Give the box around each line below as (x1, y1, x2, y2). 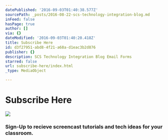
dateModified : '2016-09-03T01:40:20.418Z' (5, 36, 96, 41)
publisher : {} (5, 49, 35, 54)
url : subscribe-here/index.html (5, 63, 73, 68)
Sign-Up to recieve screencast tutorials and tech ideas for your (5, 123, 163, 130)
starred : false (5, 59, 37, 64)
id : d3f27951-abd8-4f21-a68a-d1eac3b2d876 (5, 45, 96, 50)
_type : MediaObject (5, 68, 46, 74)
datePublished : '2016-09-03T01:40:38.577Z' (5, 7, 98, 13)
